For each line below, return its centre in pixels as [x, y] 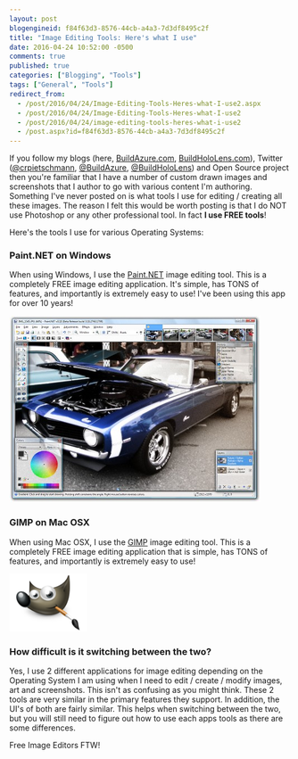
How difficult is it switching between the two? [111, 651]
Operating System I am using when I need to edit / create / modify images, [146, 681]
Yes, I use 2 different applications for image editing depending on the [136, 671]
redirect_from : [37, 94]
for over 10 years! [41, 303]
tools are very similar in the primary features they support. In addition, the [145, 699]
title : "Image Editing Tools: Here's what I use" [103, 37]
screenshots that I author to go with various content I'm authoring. [131, 186]
